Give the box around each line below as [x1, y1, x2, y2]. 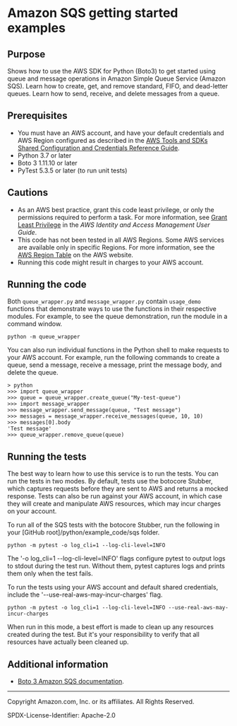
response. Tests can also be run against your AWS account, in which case [7, 492, 222, 500]
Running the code [7, 279, 87, 291]
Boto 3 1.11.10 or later [17, 158, 78, 167]
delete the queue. [7, 368, 59, 377]
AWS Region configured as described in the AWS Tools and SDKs [17, 136, 208, 144]
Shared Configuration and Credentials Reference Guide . [17, 144, 180, 152]
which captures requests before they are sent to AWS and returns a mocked [7, 484, 229, 493]
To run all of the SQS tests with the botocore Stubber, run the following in [7, 521, 220, 529]
